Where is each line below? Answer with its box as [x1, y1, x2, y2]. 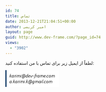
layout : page [5, 29, 33, 35]
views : [5, 40, 19, 45]
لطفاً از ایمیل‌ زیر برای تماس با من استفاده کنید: [5, 60, 94, 66]
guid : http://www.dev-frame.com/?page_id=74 [5, 35, 101, 40]
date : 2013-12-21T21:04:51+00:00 [5, 19, 76, 24]
